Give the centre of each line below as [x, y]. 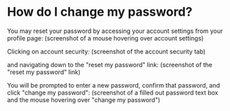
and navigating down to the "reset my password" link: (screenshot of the [110, 64]
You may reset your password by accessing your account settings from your [115, 31]
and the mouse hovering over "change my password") [84, 99]
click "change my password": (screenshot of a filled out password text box [113, 92]
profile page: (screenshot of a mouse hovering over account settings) [105, 38]
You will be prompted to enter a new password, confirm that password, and [114, 85]
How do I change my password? [100, 12]
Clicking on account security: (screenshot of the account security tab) [106, 51]
